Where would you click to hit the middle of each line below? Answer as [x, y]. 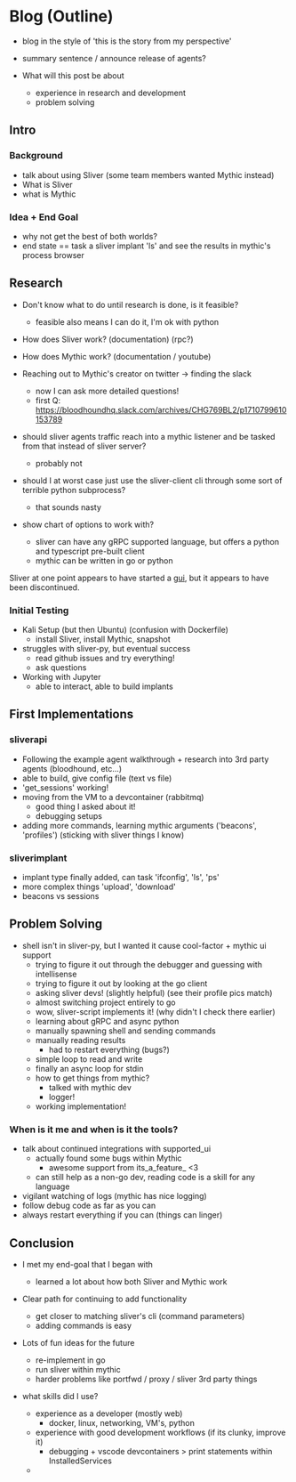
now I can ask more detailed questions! [107, 391]
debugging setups [68, 815]
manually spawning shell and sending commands [125, 1031]
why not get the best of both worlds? [90, 236]
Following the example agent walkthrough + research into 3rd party [145, 759]
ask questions [61, 668]
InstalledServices [80, 1461]
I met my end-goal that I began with [88, 1264]
